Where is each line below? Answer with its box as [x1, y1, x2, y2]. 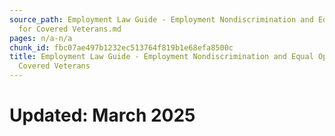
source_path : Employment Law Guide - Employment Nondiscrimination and [9, 14, 314, 25]
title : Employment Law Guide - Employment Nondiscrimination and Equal [9, 52, 314, 62]
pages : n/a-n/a [9, 33, 73, 43]
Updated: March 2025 [9, 104, 196, 127]
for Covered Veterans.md [18, 24, 122, 34]
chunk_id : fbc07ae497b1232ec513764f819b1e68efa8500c [9, 42, 234, 53]
